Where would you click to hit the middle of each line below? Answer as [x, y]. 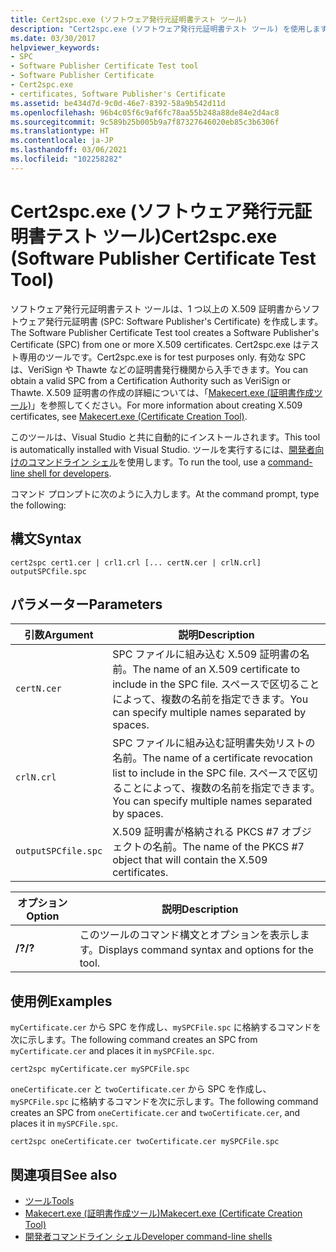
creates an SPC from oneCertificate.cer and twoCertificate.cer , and [155, 1113]
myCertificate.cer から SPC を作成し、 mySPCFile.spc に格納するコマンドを [166, 1027]
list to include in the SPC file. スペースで [205, 773]
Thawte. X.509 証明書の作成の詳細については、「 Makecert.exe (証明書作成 [162, 392]
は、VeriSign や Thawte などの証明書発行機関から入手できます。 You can [159, 369]
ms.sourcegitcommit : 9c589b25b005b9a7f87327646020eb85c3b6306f [145, 122]
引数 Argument [59, 635]
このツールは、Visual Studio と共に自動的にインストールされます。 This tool [165, 437]
